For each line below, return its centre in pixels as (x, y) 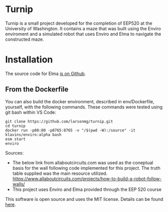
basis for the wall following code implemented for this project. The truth (86, 168)
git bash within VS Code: (31, 112)
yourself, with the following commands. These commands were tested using (84, 107)
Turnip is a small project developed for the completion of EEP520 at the (79, 23)
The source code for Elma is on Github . (46, 74)
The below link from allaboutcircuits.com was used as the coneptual (83, 163)
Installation (29, 60)
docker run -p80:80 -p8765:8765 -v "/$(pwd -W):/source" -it (70, 130)
